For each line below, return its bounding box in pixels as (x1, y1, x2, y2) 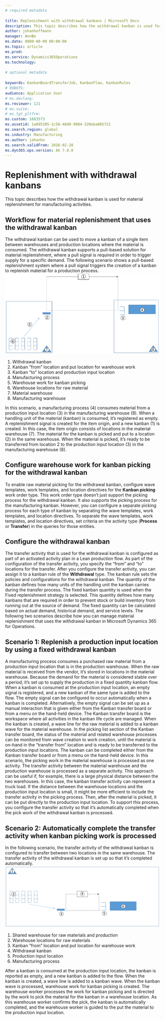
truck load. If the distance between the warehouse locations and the (5, 784, 143, 790)
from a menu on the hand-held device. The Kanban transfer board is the (5, 711, 151, 717)
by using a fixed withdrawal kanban (5, 645, 116, 654)
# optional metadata (5, 70, 48, 75)
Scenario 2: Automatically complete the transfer (5, 824, 156, 832)
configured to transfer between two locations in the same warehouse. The (5, 850, 156, 855)
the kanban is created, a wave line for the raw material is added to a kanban (5, 721, 159, 727)
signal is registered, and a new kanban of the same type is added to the (5, 690, 150, 696)
